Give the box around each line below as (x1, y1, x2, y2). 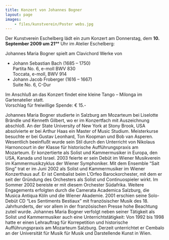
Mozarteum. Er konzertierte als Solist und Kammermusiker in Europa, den (5, 150, 158, 156)
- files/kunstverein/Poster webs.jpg (14, 21, 94, 27)
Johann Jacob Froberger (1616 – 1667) (12, 76, 92, 82)
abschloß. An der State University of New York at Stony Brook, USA (5, 123, 145, 129)
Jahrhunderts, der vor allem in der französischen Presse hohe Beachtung (5, 203, 158, 210)
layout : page (5, 12, 33, 17)
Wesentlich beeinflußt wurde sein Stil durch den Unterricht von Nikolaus (5, 139, 155, 145)
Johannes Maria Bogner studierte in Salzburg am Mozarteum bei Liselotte (5, 112, 158, 118)
